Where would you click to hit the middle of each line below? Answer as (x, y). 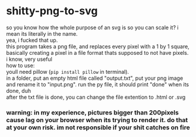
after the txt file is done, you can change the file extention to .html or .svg (96, 97)
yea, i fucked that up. (32, 40)
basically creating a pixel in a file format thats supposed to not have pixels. (97, 52)
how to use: (20, 65)
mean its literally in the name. (42, 33)
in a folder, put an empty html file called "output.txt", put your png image (95, 78)
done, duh (19, 91)
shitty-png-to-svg (52, 11)
